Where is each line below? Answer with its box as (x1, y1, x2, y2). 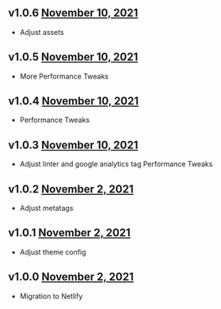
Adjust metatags (19, 204, 74, 213)
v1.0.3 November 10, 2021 (8, 138, 139, 151)
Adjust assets (19, 27, 65, 36)
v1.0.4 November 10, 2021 (8, 94, 139, 108)
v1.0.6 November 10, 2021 (8, 6, 139, 20)
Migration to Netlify (19, 291, 83, 300)
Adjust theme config (19, 247, 86, 257)
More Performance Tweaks (19, 71, 109, 81)
